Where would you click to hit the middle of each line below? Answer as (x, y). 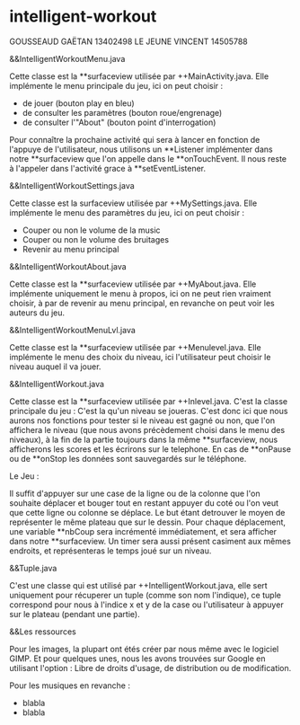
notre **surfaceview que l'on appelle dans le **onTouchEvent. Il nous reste (148, 158)
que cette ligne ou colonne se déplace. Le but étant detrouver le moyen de (147, 512)
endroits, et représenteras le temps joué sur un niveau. (110, 551)
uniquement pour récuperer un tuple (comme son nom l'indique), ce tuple (145, 595)
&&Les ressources (43, 632)
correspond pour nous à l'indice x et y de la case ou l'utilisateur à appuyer (147, 605)
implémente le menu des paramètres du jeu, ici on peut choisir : (127, 212)
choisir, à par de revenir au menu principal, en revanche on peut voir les (142, 303)
